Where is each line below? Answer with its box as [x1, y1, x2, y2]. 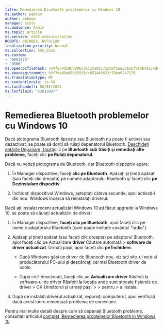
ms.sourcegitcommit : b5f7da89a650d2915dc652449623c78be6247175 [5, 71, 136, 76]
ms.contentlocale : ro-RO [5, 79, 55, 84]
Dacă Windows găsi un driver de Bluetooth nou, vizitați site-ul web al [19, 254, 157, 260]
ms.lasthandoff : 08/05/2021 [5, 84, 62, 89]
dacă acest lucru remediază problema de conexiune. [12, 299, 117, 305]
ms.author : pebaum [5, 12, 42, 17]
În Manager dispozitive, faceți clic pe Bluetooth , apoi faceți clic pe [12, 220, 146, 226]
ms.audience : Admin [5, 25, 45, 30]
